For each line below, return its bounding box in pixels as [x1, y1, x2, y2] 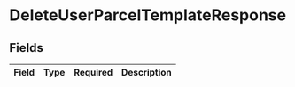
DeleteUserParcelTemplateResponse [9, 5, 286, 25]
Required [74, 67, 113, 78]
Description [120, 67, 173, 78]
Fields [9, 40, 44, 55]
